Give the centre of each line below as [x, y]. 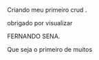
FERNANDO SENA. [34, 36]
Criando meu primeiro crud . [47, 10]
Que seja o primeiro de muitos [50, 49]
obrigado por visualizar [40, 23]
